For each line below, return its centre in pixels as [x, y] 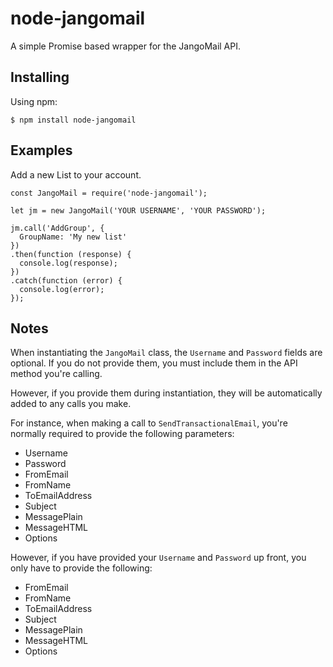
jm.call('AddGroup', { [57, 228]
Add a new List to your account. [76, 174]
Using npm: [34, 101]
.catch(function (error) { [66, 280]
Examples [41, 150]
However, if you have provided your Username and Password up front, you [158, 558]
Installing [40, 77]
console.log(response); [68, 263]
